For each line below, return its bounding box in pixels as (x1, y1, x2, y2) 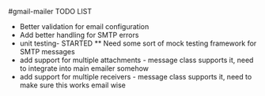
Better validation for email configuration (19, 22, 150, 31)
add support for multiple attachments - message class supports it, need (19, 55, 254, 65)
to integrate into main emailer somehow (19, 64, 149, 73)
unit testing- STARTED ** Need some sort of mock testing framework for (19, 39, 257, 48)
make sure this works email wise (19, 80, 127, 90)
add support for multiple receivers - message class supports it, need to (19, 72, 252, 81)
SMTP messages (19, 47, 75, 56)
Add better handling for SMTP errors (19, 31, 139, 39)
